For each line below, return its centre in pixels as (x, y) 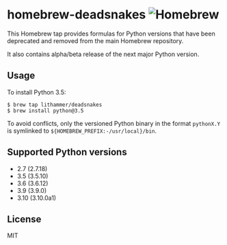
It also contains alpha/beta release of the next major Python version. (103, 54)
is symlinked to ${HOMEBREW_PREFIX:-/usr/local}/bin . (82, 131)
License (24, 219)
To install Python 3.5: (37, 92)
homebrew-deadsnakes (77, 15)
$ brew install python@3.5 (45, 111)
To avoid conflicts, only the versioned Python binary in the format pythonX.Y (114, 123)
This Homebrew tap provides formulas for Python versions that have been (111, 34)
